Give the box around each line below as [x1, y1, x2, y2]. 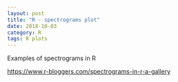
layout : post [7, 10, 45, 17]
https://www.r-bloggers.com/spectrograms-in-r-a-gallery [7, 68, 171, 76]
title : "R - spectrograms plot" [7, 16, 100, 23]
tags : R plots [7, 36, 48, 42]
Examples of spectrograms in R [7, 54, 97, 62]
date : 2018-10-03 [7, 23, 57, 29]
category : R [7, 29, 41, 36]
